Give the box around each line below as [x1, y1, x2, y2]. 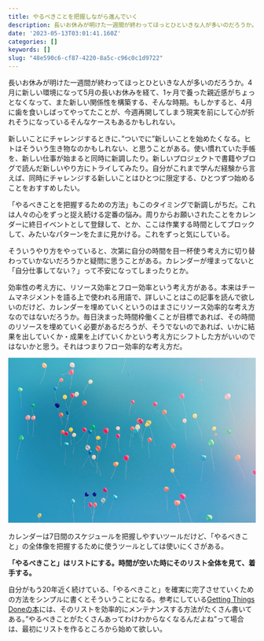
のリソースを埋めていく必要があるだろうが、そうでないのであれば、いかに [8, 322, 249, 331]
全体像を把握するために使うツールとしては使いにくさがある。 [28, 541, 229, 550]
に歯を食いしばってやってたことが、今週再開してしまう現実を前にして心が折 [8, 107, 255, 117]
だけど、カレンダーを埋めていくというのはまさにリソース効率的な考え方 [21, 302, 255, 311]
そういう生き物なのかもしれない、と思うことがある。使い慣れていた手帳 [21, 144, 256, 153]
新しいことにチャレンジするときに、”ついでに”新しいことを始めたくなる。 [8, 134, 245, 143]
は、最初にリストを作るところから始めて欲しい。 [8, 624, 167, 633]
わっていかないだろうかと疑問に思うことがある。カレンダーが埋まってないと [8, 256, 255, 265]
